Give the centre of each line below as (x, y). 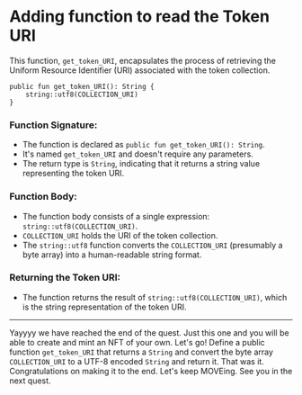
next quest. (30, 381)
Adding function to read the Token (139, 17)
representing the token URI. (73, 174)
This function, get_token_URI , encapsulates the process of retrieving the (143, 60)
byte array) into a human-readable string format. (112, 255)
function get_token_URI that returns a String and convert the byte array (142, 352)
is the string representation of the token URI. (104, 307)
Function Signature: (53, 125)
